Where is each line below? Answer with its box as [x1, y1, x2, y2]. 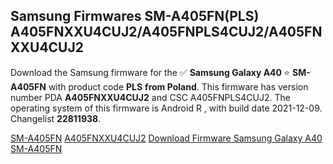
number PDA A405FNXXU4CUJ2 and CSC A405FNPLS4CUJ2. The [10, 91, 291, 103]
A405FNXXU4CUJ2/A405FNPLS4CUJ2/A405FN [10, 24, 323, 41]
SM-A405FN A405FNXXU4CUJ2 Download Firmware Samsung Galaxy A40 [10, 132, 323, 144]
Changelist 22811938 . [10, 112, 102, 124]
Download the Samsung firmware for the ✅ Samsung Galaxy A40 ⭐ [10, 66, 291, 78]
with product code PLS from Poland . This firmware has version [48, 80, 309, 93]
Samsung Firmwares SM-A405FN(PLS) [10, 8, 260, 25]
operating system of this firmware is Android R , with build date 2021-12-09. [10, 102, 323, 114]
